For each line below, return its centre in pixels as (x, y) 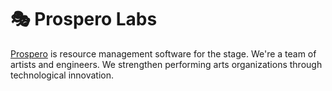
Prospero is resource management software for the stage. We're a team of (163, 53)
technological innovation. (62, 75)
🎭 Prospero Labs (84, 19)
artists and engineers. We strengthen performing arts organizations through (166, 64)
